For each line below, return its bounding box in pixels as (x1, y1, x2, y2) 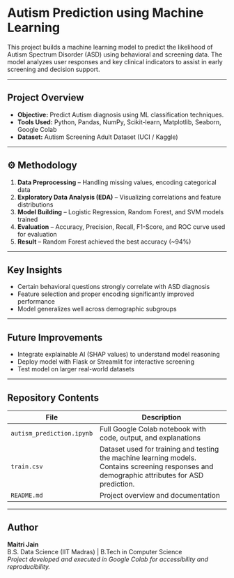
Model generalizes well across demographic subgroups (17, 305, 177, 313)
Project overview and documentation (100, 491, 221, 500)
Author (7, 521, 38, 533)
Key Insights (7, 264, 63, 276)
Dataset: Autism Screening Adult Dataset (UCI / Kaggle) (17, 133, 179, 141)
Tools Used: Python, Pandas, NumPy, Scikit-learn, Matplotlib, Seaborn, (17, 117, 221, 126)
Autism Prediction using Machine (7, 5, 204, 21)
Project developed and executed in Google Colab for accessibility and (7, 555, 209, 563)
